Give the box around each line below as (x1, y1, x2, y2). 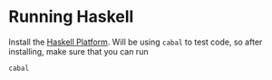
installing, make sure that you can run (8, 45, 149, 56)
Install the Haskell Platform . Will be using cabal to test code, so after (8, 36, 263, 47)
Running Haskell (8, 6, 134, 27)
